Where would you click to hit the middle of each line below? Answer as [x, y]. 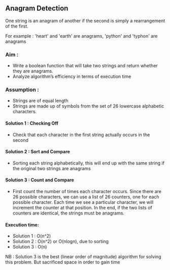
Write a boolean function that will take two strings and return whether [85, 66]
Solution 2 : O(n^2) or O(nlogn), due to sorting [61, 241]
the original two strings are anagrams [52, 168]
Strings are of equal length [40, 101]
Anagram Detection [37, 8]
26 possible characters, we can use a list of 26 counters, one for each [86, 197]
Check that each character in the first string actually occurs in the [81, 134]
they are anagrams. [33, 71]
